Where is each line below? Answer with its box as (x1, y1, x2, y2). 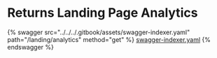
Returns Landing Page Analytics (7, 5, 198, 21)
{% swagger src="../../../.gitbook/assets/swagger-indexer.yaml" (7, 28, 190, 36)
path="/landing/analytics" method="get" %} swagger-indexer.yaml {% (7, 35, 211, 43)
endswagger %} (7, 43, 54, 51)
